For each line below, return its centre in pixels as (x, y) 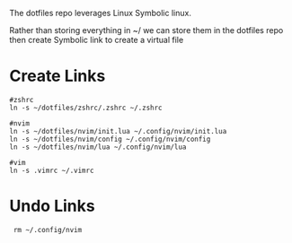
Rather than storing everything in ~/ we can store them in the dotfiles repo (146, 30)
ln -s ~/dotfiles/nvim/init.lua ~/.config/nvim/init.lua (118, 131)
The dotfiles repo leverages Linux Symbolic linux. (100, 13)
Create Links (58, 76)
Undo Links (53, 206)
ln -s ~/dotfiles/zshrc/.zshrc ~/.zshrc (86, 108)
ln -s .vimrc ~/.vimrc (52, 170)
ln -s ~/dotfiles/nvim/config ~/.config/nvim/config (110, 139)
